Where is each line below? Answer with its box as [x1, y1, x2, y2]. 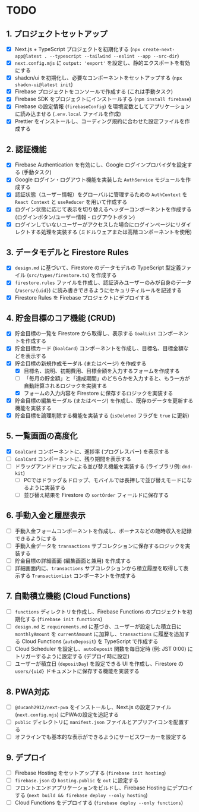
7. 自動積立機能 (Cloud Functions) [6, 591, 131, 601]
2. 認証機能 [6, 144, 47, 155]
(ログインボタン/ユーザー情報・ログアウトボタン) [14, 213, 135, 221]
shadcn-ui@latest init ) [14, 81, 73, 88]
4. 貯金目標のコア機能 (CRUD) [6, 313, 116, 323]
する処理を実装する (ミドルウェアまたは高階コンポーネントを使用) [30, 228, 192, 235]
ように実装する [29, 484, 66, 491]
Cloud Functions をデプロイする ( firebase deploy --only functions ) [14, 799, 184, 806]
